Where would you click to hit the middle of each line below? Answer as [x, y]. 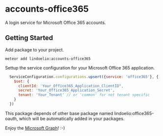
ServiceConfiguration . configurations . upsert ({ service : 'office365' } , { [84, 77]
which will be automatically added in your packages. [72, 118]
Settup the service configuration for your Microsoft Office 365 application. [80, 68]
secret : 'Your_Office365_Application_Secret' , [66, 91]
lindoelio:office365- [134, 113]
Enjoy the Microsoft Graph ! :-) [35, 128]
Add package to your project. [35, 49]
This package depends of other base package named [59, 113]
